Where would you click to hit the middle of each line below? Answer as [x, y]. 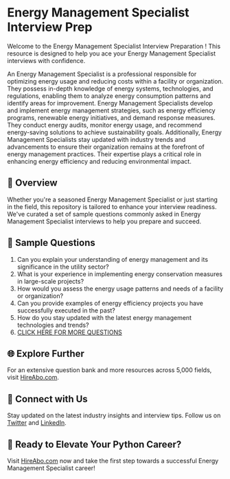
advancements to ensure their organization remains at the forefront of [106, 147]
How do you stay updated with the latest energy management [104, 317]
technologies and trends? [53, 325]
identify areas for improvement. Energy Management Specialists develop [110, 103]
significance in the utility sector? [63, 267]
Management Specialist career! [51, 468]
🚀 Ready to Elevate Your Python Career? [94, 444]
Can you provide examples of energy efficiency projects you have [110, 303]
